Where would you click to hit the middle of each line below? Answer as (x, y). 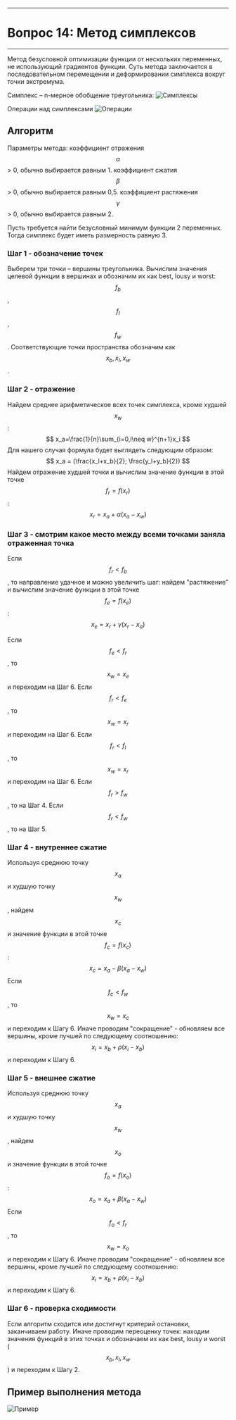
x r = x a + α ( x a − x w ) (118, 515)
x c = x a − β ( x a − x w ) (118, 969)
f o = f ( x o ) (118, 1176)
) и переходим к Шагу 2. (44, 1370)
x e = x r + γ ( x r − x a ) (118, 625)
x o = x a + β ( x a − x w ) (118, 1200)
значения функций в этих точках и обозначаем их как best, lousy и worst (117, 1338)
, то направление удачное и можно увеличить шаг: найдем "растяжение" (118, 583)
